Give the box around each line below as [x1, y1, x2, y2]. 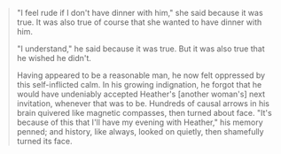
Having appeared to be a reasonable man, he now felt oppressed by [16, 70, 266, 81]
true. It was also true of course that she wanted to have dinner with [16, 17, 262, 27]
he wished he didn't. [16, 53, 92, 63]
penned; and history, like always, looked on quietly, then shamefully [16, 127, 264, 136]
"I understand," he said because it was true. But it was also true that [16, 43, 265, 54]
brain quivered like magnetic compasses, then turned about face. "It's [16, 108, 272, 118]
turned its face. [16, 136, 73, 146]
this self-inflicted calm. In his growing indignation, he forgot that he [16, 80, 262, 89]
